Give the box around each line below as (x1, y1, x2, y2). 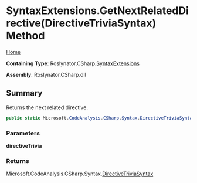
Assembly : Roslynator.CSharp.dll (6, 71, 86, 78)
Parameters (6, 129, 40, 137)
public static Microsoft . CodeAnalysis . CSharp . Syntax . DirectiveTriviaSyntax (6, 115, 195, 121)
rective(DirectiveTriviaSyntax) (6, 16, 157, 30)
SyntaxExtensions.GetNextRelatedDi (6, 4, 189, 18)
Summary (6, 88, 43, 98)
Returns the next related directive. (6, 104, 88, 111)
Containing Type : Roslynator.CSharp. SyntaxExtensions (6, 60, 140, 67)
